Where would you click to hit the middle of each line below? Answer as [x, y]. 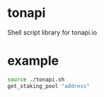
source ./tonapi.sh [36, 79]
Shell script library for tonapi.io [52, 32]
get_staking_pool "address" [49, 86]
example [33, 61]
